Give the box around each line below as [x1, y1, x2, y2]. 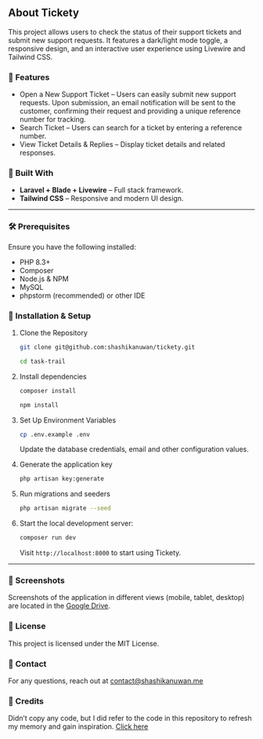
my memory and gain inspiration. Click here [8, 722, 149, 731]
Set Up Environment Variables [19, 415, 117, 425]
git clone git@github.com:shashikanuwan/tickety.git [19, 343, 196, 351]
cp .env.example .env [19, 430, 90, 438]
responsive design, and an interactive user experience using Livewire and [8, 43, 246, 53]
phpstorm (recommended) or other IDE [19, 291, 146, 300]
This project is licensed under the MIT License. [8, 638, 160, 648]
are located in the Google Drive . [8, 601, 111, 611]
